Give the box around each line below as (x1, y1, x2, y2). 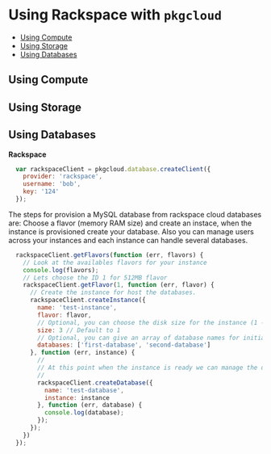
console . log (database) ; (44, 409, 125, 417)
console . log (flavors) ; (23, 266, 99, 274)
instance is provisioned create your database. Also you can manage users (8, 226, 254, 236)
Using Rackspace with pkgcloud (8, 6, 222, 24)
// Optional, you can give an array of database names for (37, 334, 240, 342)
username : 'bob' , (23, 180, 81, 188)
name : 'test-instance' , (37, 304, 117, 312)
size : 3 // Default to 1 (37, 326, 121, 334)
